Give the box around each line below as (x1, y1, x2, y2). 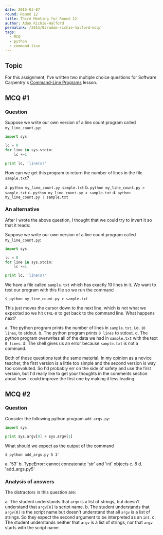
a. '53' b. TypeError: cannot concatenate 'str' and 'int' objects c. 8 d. (5, 461, 143, 467)
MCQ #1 (5, 94, 30, 102)
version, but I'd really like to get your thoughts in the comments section (5, 370, 147, 376)
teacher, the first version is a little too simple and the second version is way (5, 360, 156, 366)
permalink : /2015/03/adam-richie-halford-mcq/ (5, 25, 101, 30)
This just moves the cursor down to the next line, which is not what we (5, 305, 146, 311)
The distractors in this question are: (5, 489, 76, 495)
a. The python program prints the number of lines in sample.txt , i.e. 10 (5, 325, 146, 331)
